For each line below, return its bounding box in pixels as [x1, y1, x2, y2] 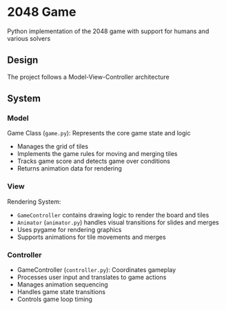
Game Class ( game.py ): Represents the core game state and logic [7, 129, 191, 137]
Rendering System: [7, 197, 61, 206]
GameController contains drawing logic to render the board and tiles [17, 211, 209, 219]
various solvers [7, 34, 51, 42]
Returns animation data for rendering [17, 164, 123, 173]
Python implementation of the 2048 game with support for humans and [7, 27, 209, 35]
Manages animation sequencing [17, 280, 108, 289]
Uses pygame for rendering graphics [17, 225, 122, 233]
